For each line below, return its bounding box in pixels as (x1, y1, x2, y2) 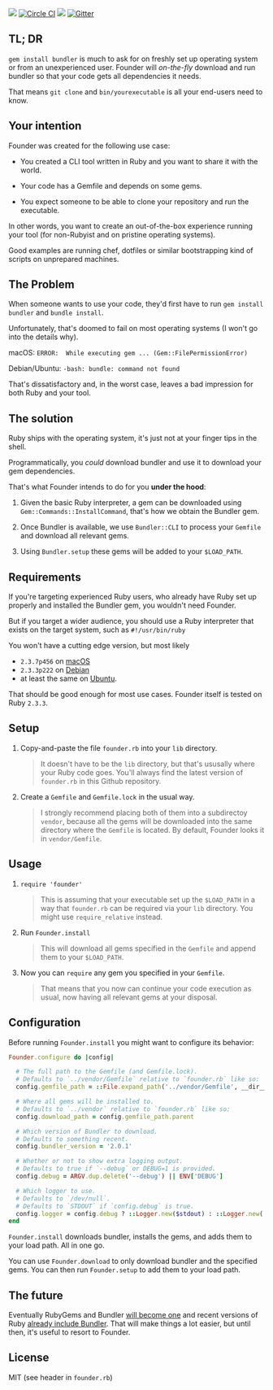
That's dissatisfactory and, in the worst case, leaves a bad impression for (8, 379, 253, 390)
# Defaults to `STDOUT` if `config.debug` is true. (15, 1202, 195, 1210)
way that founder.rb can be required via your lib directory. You (40, 903, 253, 913)
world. (19, 165, 42, 175)
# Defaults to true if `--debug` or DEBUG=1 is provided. (15, 1165, 217, 1173)
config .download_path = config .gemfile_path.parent (15, 1113, 195, 1121)
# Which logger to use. (15, 1187, 96, 1195)
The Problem (8, 277, 75, 292)
